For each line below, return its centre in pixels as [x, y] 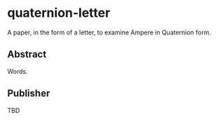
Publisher [29, 94]
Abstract [27, 54]
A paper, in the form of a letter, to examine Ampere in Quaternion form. [109, 32]
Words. [18, 71]
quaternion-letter [59, 13]
